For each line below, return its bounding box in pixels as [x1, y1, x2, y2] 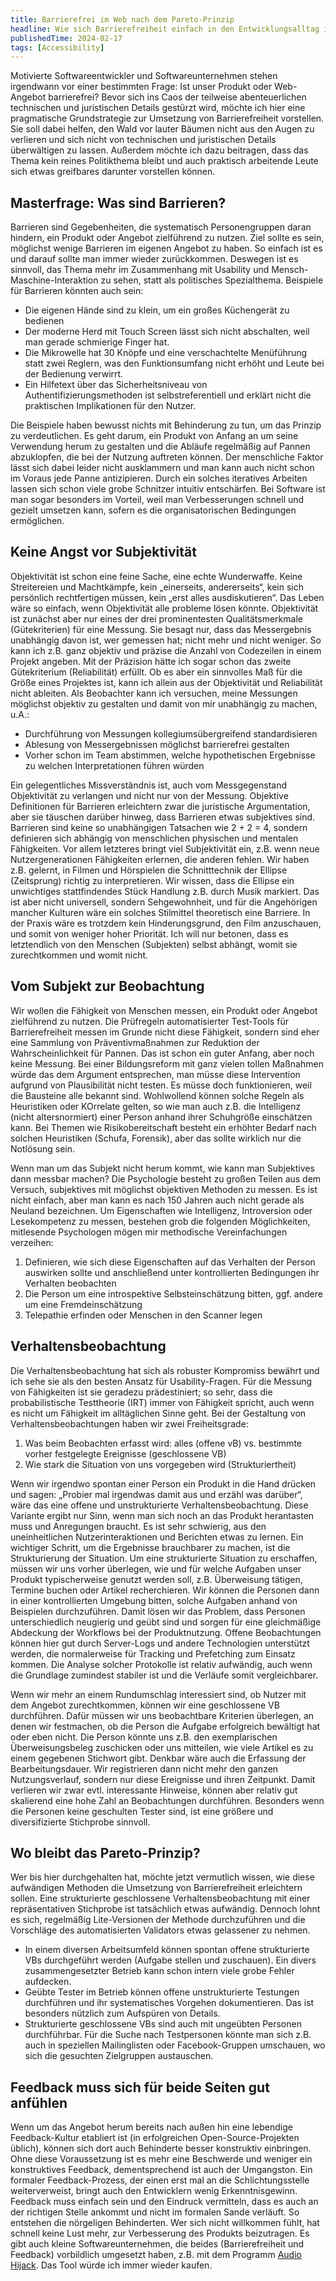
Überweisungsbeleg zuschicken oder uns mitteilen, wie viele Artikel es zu [10, 1741, 314, 1753]
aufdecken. [24, 1976, 72, 1988]
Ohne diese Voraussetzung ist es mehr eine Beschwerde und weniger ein [10, 2153, 313, 2165]
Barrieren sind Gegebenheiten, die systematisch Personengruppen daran [10, 221, 312, 233]
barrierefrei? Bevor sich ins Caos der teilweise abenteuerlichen [48, 91, 307, 103]
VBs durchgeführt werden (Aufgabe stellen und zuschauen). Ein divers [24, 1954, 317, 1966]
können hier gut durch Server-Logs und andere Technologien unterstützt [10, 1637, 310, 1649]
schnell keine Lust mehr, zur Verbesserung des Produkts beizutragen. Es [10, 2227, 310, 2240]
